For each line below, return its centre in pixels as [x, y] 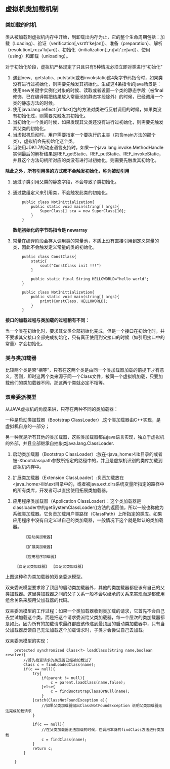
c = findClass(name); [64, 740]
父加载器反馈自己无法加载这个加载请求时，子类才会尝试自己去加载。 [76, 630]
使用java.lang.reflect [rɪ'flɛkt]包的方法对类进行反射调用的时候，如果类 [85, 109]
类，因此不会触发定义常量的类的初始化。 [55, 247]
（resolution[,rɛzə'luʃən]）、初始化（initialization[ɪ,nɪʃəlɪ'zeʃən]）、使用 [78, 49]
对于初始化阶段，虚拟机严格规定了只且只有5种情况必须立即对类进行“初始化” [84, 67]
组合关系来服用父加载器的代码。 [38, 600]
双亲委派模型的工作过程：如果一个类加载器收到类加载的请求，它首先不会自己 [85, 611]
